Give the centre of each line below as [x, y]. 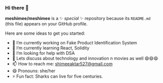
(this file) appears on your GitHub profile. [47, 24]
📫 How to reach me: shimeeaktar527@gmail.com [62, 64]
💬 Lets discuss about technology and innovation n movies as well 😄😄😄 [85, 59]
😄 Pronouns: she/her [34, 71]
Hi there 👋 [17, 8]
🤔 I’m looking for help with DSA [43, 53]
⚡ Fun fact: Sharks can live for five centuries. [58, 76]
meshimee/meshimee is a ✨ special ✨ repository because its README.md [78, 19]
